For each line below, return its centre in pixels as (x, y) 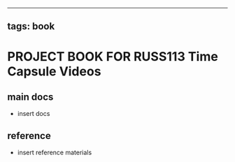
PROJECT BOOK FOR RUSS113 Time (113, 56)
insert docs (34, 114)
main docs (30, 97)
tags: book (31, 26)
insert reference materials (55, 153)
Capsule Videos (54, 71)
